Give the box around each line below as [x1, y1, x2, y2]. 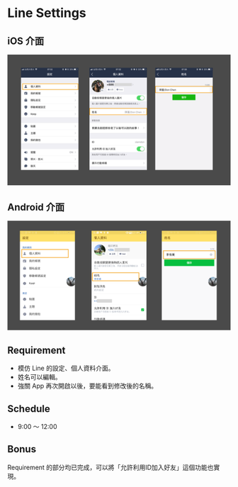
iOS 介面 [7, 35, 45, 47]
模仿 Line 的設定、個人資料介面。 [17, 364, 115, 373]
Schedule [7, 403, 51, 415]
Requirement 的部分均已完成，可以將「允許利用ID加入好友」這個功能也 [7, 463, 214, 471]
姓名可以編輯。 [17, 373, 62, 381]
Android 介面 [7, 201, 65, 213]
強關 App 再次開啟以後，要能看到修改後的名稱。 [17, 381, 158, 391]
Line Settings [7, 5, 86, 21]
